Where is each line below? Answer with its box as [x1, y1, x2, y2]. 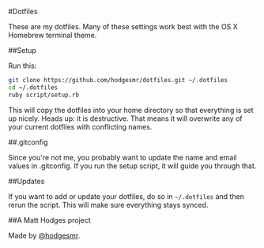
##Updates [8, 176, 45, 186]
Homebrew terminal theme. [8, 31, 97, 39]
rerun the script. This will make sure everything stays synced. [8, 200, 209, 209]
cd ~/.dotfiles [8, 83, 58, 92]
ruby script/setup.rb [8, 91, 80, 99]
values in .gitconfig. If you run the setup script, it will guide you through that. [8, 161, 257, 171]
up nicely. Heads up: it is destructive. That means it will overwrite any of [8, 114, 243, 123]
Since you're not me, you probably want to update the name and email [8, 152, 237, 162]
